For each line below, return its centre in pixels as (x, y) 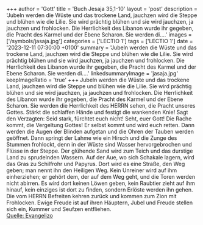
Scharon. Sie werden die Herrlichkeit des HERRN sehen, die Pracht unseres (101, 106)
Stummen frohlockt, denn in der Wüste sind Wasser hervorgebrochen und (99, 144)
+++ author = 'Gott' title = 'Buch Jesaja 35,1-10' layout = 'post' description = (102, 9)
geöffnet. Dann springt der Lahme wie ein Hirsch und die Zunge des (92, 138)
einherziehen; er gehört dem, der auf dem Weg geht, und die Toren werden (101, 177)
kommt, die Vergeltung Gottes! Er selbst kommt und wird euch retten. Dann (101, 125)
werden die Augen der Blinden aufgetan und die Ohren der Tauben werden (100, 131)
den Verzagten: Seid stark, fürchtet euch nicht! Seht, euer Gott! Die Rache (99, 119)
